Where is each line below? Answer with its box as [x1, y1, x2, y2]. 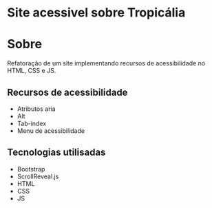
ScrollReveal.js [17, 172, 59, 180]
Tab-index [17, 119, 47, 127]
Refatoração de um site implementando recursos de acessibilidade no [7, 59, 205, 67]
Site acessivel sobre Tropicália [7, 5, 186, 21]
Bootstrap [17, 165, 45, 173]
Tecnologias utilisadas [7, 147, 106, 158]
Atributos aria [17, 105, 56, 113]
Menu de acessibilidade [17, 126, 85, 135]
